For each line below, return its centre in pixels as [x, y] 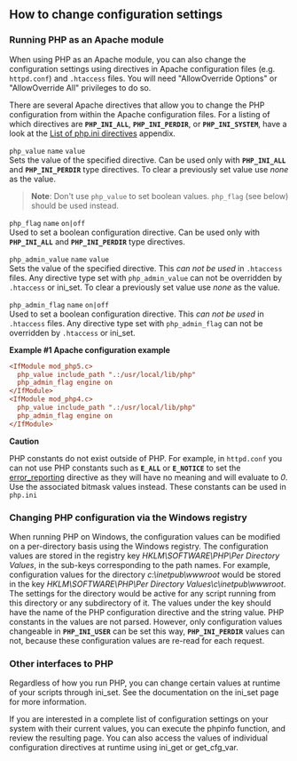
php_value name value [47, 151]
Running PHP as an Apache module [86, 40]
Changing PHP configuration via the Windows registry [129, 517]
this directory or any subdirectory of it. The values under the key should [141, 603]
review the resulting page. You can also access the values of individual [139, 738]
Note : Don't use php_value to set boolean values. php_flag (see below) [160, 196]
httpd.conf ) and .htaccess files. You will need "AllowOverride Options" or [143, 78]
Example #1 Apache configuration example [90, 349]
